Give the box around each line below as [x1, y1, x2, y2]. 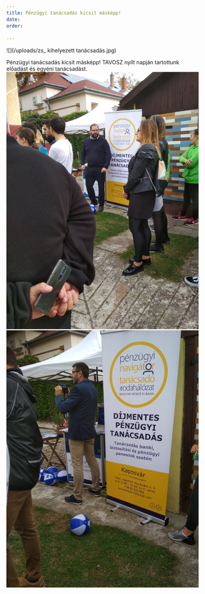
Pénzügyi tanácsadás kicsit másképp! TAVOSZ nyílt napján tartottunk [6, 59, 180, 66]
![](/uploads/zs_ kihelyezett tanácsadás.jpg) [6, 47, 117, 55]
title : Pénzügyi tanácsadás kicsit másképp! [6, 10, 121, 16]
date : [6, 16, 20, 23]
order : [6, 23, 23, 29]
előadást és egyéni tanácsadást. [6, 65, 88, 73]
